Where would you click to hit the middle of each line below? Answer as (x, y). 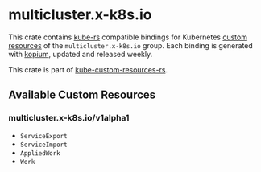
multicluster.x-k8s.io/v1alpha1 (69, 118)
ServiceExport (43, 136)
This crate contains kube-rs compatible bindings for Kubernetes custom (128, 37)
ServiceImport (43, 145)
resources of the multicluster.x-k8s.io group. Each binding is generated (131, 45)
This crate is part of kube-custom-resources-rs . (88, 69)
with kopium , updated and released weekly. (81, 54)
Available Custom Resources (82, 95)
